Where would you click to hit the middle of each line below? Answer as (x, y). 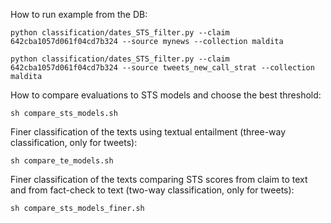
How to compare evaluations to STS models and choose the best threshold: (166, 95)
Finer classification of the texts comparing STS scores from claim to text (159, 179)
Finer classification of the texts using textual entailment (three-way (148, 132)
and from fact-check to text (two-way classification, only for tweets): (152, 190)
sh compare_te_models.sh (62, 161)
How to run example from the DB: (79, 14)
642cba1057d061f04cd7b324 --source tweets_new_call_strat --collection (162, 68)
